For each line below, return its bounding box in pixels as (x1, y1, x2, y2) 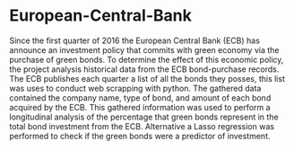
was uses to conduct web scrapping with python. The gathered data (9, 83, 262, 93)
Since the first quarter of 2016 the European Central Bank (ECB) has (9, 35, 260, 46)
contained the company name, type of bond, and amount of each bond (9, 92, 272, 103)
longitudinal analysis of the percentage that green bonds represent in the (9, 111, 280, 122)
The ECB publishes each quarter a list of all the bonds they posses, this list (9, 73, 285, 84)
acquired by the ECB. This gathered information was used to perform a (9, 101, 271, 112)
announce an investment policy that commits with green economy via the (9, 44, 280, 55)
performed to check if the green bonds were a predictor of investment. (9, 130, 271, 141)
